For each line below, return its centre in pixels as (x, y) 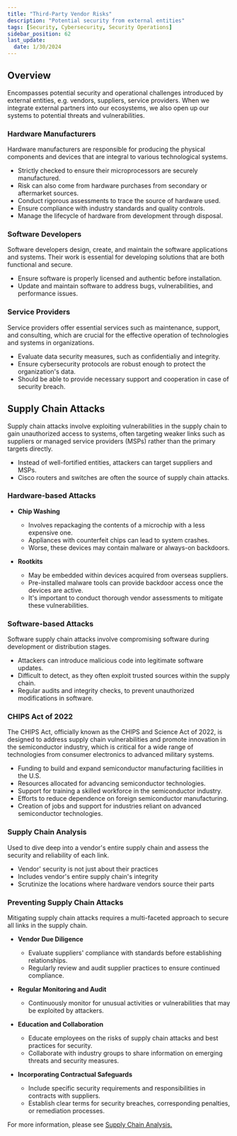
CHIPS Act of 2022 (40, 716)
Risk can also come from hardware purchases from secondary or (112, 186)
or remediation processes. (66, 1111)
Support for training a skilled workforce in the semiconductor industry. (120, 791)
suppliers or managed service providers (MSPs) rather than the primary (111, 441)
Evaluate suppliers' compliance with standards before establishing (125, 953)
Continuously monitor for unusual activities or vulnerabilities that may (129, 1003)
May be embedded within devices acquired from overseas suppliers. (128, 575)
